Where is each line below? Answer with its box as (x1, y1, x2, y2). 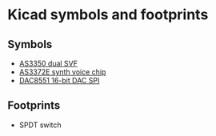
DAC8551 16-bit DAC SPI (18, 76, 100, 85)
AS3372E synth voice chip (18, 67, 106, 77)
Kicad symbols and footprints (7, 6, 209, 24)
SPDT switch (18, 120, 62, 130)
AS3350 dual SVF (18, 58, 78, 68)
